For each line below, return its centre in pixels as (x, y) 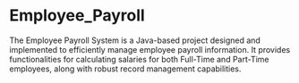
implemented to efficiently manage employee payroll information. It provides (150, 49)
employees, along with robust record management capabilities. (125, 69)
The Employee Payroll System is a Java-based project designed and (135, 40)
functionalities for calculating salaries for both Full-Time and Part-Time (140, 59)
